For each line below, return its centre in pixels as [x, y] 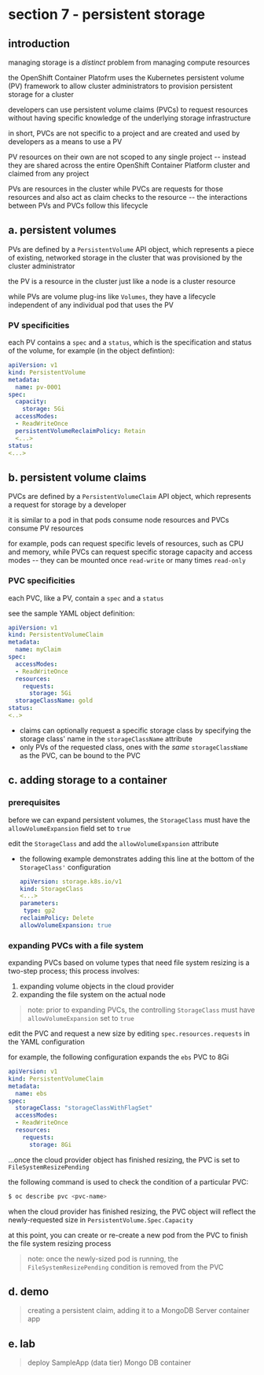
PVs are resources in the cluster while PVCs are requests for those [116, 189]
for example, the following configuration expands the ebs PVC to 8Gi [119, 1057]
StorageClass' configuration [65, 867]
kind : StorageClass [51, 889]
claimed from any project [49, 174]
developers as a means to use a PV [65, 142]
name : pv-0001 [38, 387]
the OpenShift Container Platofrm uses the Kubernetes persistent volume [126, 78]
